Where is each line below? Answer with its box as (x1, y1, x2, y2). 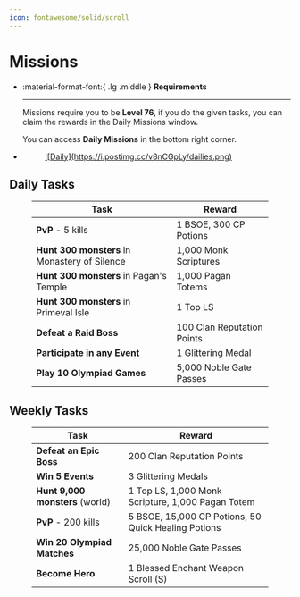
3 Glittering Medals (128, 470, 208, 483)
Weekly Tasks (9, 403, 89, 418)
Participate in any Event (36, 347, 140, 359)
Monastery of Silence (36, 256, 126, 268)
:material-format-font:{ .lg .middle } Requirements (21, 81, 207, 92)
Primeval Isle (36, 307, 90, 319)
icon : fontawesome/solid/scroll (9, 13, 129, 22)
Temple (36, 281, 68, 293)
